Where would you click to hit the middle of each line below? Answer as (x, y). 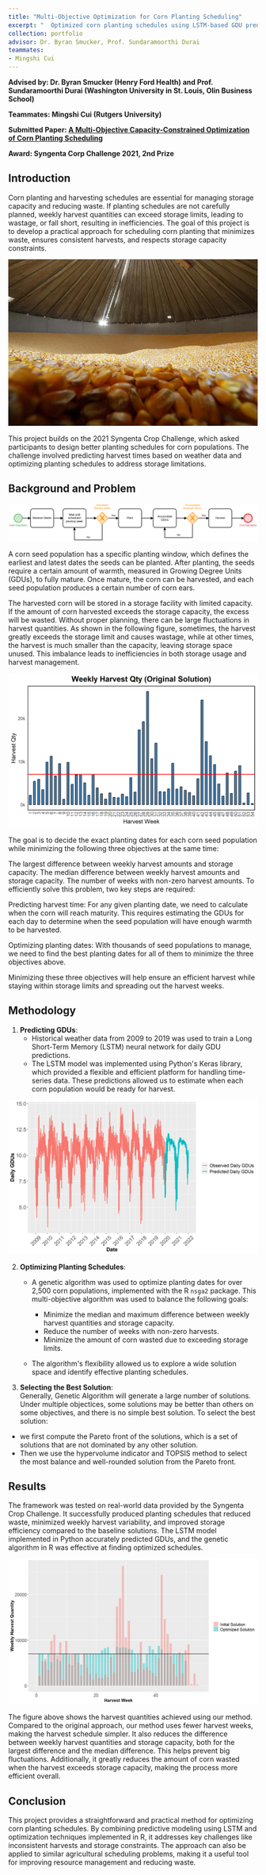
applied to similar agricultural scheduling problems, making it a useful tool (129, 1854)
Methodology (42, 1011)
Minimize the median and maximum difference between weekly (146, 1314)
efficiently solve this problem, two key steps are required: (102, 889)
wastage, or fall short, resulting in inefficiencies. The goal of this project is (129, 223)
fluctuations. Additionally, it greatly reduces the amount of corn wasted (124, 1759)
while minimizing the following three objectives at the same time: (114, 848)
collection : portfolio (46, 33)
